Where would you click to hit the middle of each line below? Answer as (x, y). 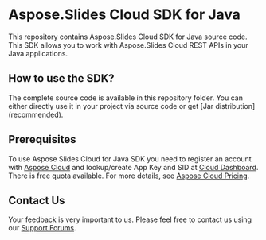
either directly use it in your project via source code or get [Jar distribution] (132, 106)
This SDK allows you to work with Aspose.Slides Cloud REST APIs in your (128, 45)
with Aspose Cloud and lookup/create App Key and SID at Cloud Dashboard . (133, 167)
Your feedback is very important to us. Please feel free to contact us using (130, 219)
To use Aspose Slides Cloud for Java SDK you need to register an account (130, 159)
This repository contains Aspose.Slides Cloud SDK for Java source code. (128, 37)
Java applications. (38, 53)
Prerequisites (42, 139)
